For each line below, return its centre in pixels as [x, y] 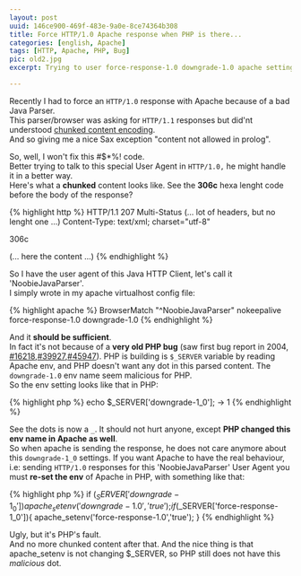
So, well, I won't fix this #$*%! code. [77, 156]
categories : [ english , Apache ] [68, 43]
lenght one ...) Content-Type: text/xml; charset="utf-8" [110, 222]
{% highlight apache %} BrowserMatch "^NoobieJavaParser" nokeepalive [146, 310]
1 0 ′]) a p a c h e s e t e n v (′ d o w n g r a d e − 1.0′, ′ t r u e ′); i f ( [94, 506]
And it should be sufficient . [60, 336]
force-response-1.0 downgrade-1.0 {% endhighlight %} [111, 319]
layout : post [34, 17]
